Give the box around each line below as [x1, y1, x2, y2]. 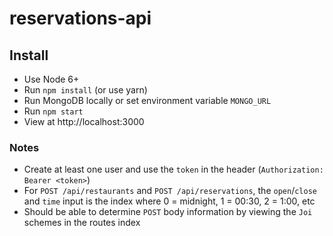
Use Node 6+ [23, 73, 80, 85]
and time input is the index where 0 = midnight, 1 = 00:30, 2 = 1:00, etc [23, 195, 316, 207]
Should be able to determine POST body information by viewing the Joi [23, 206, 313, 218]
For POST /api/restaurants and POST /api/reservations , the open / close [23, 185, 317, 197]
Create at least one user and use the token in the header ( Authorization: [23, 163, 324, 176]
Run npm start [23, 105, 84, 117]
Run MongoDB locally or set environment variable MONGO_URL [23, 95, 272, 106]
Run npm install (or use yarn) [23, 84, 148, 96]
